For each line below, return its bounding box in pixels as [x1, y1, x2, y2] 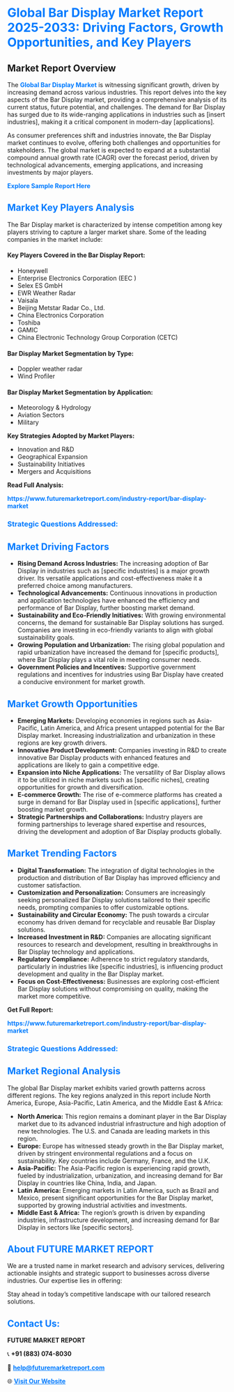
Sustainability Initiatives [17, 460, 86, 468]
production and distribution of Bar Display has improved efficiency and [17, 873, 221, 882]
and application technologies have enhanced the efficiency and [17, 596, 200, 605]
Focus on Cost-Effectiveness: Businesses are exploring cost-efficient [17, 977, 219, 985]
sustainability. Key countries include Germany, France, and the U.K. [17, 1157, 210, 1165]
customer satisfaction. [17, 881, 82, 889]
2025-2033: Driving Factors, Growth [7, 20, 224, 36]
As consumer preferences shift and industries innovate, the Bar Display [7, 131, 212, 139]
